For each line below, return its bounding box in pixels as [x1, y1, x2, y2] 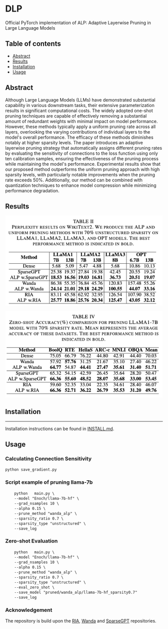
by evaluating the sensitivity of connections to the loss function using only [5, 150, 158, 156]
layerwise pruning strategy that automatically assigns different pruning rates [5, 145, 162, 151]
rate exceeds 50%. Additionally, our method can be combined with [5, 177, 142, 183]
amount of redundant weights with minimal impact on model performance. [5, 118, 158, 124]
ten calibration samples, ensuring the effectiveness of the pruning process [5, 155, 159, 161]
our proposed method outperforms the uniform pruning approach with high [5, 166, 160, 172]
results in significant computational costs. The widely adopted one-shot [5, 108, 153, 114]
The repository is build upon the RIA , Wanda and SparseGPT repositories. [5, 618, 156, 624]
